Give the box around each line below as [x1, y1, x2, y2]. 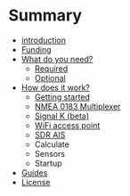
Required [34, 63, 69, 74]
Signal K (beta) [34, 110, 90, 121]
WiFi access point [34, 119, 101, 130]
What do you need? [20, 53, 93, 64]
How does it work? [20, 82, 91, 93]
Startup [34, 158, 63, 168]
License [20, 176, 51, 187]
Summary [8, 5, 82, 26]
